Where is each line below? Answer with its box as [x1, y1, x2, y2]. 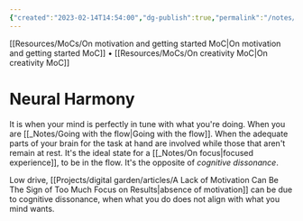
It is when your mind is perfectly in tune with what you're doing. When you [9, 118, 286, 129]
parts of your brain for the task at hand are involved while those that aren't [9, 137, 286, 149]
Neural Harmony [9, 88, 135, 109]
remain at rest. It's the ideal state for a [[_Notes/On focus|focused [9, 147, 254, 158]
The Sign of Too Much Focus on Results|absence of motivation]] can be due [9, 184, 293, 195]
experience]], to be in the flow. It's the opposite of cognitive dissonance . [9, 157, 280, 168]
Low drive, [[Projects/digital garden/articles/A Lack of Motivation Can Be [9, 174, 280, 185]
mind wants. [9, 203, 55, 214]
